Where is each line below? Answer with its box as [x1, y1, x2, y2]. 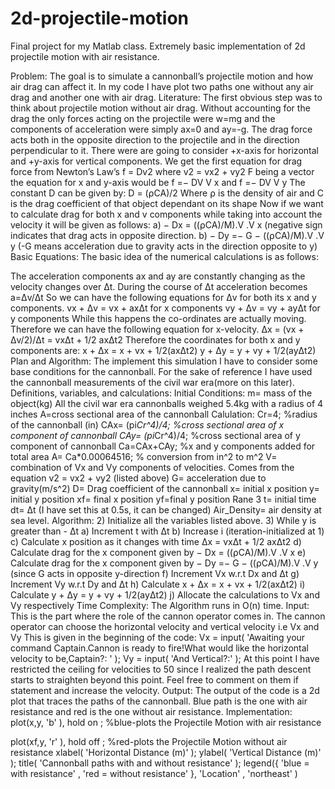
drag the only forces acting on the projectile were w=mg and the [10, 112, 276, 124]
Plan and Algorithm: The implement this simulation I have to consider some [10, 355, 318, 367]
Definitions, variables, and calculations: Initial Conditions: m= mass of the [10, 387, 313, 399]
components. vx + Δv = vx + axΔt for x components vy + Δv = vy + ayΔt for [10, 302, 321, 314]
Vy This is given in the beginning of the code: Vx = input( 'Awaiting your [10, 631, 306, 643]
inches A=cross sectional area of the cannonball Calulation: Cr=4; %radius [10, 408, 318, 420]
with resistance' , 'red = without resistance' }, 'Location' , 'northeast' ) [10, 767, 298, 779]
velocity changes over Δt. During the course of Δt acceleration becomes [10, 280, 308, 292]
